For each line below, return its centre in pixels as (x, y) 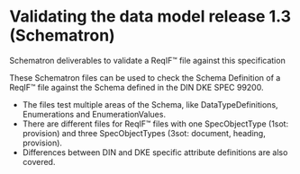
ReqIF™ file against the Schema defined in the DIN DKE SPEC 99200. (136, 87)
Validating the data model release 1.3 (150, 17)
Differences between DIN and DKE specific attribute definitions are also (155, 152)
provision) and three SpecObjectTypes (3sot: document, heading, (144, 133)
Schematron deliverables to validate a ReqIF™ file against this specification (147, 60)
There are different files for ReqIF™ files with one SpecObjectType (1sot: (155, 124)
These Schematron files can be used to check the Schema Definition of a (145, 77)
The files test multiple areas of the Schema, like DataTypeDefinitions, (150, 104)
